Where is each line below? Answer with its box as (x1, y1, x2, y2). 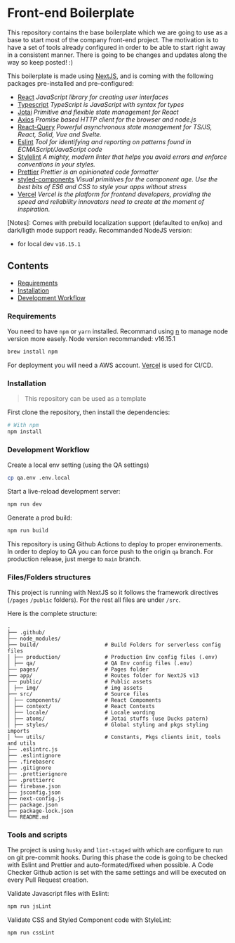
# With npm (7, 422, 39, 429)
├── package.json (7, 802, 58, 809)
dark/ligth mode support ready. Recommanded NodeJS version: (7, 226, 192, 234)
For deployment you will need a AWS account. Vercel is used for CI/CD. (7, 361, 213, 369)
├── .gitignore (7, 764, 52, 771)
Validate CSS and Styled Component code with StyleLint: (7, 916, 172, 924)
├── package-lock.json (7, 807, 74, 815)
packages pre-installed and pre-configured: (7, 79, 135, 87)
